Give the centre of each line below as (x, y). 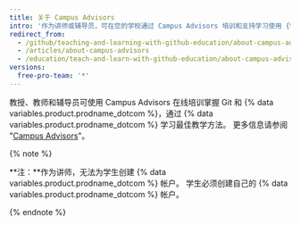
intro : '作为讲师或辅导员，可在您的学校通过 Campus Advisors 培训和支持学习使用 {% (152, 26)
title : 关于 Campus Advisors (62, 17)
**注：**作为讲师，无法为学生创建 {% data (88, 171)
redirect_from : (37, 34)
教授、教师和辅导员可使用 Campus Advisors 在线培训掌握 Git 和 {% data (142, 102)
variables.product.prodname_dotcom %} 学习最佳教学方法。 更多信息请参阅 (149, 124)
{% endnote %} (38, 212)
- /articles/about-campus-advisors (83, 51)
